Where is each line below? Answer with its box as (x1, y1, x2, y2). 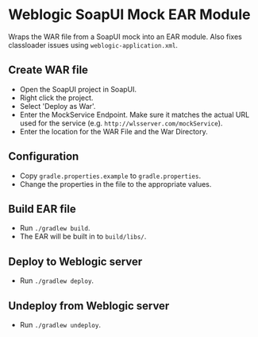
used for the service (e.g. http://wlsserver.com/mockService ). (19, 118, 223, 128)
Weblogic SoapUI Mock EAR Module (8, 6, 251, 24)
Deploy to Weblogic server (8, 254, 143, 268)
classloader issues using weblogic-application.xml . (8, 40, 179, 49)
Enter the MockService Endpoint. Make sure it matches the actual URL (19, 110, 250, 119)
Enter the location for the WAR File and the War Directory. (19, 126, 208, 136)
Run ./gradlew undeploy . (19, 320, 102, 329)
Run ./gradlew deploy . (19, 276, 94, 285)
